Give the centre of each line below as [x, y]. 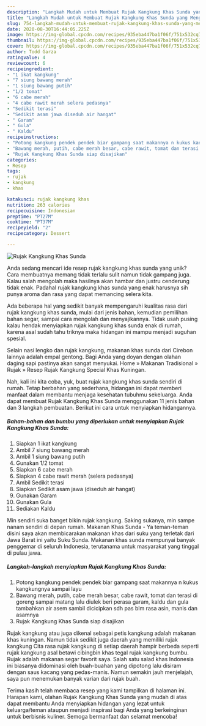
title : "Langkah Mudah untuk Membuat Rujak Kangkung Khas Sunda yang [97, 18]
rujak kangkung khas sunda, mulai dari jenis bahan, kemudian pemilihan [97, 312]
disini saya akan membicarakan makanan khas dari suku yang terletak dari [101, 533]
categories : [22, 160]
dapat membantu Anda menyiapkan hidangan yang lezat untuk [86, 703]
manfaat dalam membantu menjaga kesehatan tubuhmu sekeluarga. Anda [100, 394]
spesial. [17, 338]
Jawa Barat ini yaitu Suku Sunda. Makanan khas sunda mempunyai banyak [101, 539]
